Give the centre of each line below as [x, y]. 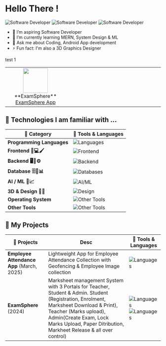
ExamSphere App [36, 102]
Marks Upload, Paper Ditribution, [86, 324]
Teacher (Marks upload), [77, 311]
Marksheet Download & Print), [83, 305]
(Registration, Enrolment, [77, 299]
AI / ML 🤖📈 [21, 181]
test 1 [11, 60]
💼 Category [38, 134]
